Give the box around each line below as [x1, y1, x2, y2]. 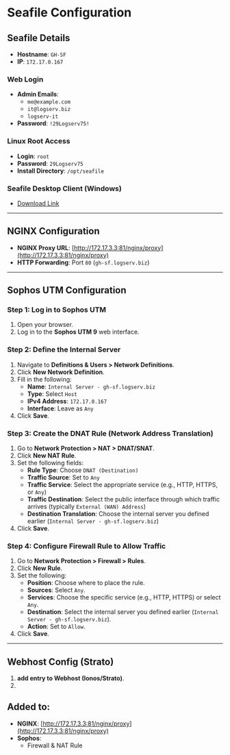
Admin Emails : [16, 90, 60, 99]
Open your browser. [16, 321, 74, 329]
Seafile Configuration [7, 5, 132, 21]
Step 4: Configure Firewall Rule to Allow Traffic [7, 541, 166, 551]
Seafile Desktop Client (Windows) [7, 184, 122, 193]
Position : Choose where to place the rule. [27, 579, 145, 587]
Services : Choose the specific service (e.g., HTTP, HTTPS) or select [27, 593, 221, 602]
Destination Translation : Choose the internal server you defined [27, 509, 209, 518]
